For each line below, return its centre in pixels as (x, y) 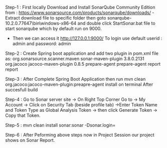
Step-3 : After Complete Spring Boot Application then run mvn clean (75, 79)
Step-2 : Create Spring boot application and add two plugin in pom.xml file (82, 53)
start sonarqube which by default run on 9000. (53, 29)
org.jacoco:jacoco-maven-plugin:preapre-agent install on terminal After (79, 84)
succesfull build (22, 90)
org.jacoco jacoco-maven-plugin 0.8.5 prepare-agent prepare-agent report (83, 64)
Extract (13, 18)
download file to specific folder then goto (63, 18)
